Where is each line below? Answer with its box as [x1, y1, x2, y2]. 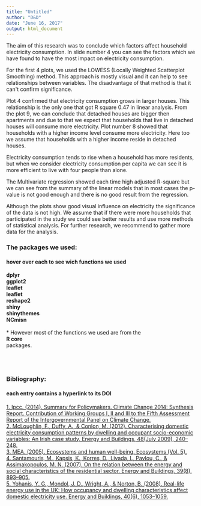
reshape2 [6, 297, 31, 304]
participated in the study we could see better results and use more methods [6, 215, 194, 223]
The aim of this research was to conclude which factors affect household [6, 42, 187, 49]
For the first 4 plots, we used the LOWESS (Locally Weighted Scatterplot [6, 67, 185, 74]
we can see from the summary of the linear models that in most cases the [6, 185, 188, 192]
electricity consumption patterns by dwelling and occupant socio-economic [6, 428, 194, 436]
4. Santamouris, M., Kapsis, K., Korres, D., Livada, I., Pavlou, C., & [6, 454, 168, 461]
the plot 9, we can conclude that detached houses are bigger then [6, 110, 170, 117]
